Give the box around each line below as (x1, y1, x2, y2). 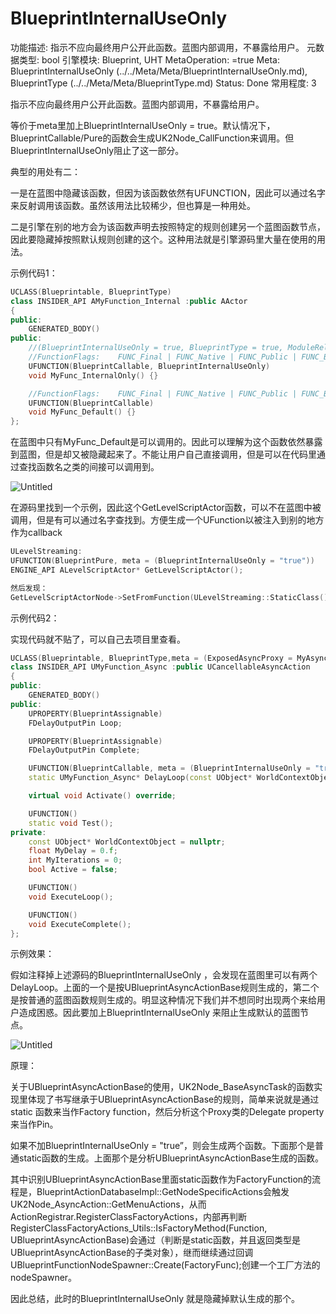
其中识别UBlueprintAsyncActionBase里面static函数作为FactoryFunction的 (10, 1173, 313, 1186)
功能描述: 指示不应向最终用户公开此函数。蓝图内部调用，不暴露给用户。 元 (10, 41, 316, 53)
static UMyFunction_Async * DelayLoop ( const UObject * (28, 773, 253, 783)
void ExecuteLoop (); (28, 892, 114, 902)
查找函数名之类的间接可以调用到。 (18, 461, 160, 473)
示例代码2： (10, 612, 60, 624)
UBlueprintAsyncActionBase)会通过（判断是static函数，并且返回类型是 (10, 1234, 302, 1246)
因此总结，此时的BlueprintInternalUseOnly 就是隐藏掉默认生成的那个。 (10, 1293, 301, 1305)
